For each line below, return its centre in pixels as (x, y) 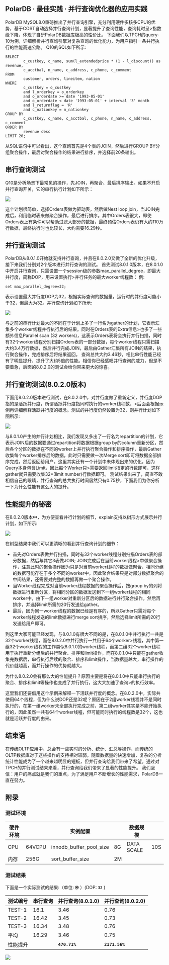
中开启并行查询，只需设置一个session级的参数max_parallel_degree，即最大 (83, 271)
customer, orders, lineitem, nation (62, 79)
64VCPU (36, 847)
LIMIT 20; (16, 136)
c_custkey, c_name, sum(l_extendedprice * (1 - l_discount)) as (92, 61)
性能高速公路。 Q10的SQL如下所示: (50, 47)
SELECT (12, 57)
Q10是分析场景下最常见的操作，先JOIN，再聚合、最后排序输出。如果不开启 (83, 183)
